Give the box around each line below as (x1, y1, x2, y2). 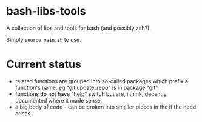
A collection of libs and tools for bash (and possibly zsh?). (6, 24, 152, 32)
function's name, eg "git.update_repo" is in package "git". (15, 84, 160, 91)
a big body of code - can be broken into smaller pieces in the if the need (15, 103, 196, 110)
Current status (6, 58, 82, 71)
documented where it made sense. (15, 97, 103, 104)
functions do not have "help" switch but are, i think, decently (15, 90, 167, 98)
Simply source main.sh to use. (6, 36, 82, 43)
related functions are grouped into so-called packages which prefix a (15, 77, 189, 84)
